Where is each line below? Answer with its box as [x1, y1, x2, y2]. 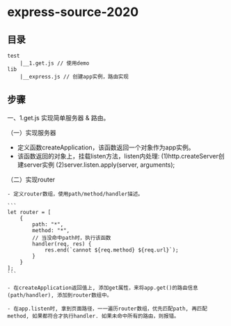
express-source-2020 [7, 4, 139, 20]
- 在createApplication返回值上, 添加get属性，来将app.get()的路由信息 [7, 284, 198, 291]
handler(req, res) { [32, 241, 92, 247]
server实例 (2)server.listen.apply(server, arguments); [23, 161, 175, 169]
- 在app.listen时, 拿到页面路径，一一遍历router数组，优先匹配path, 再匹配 [7, 305, 207, 312]
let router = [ [7, 209, 51, 215]
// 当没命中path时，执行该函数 [32, 234, 111, 241]
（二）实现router [7, 175, 56, 184]
